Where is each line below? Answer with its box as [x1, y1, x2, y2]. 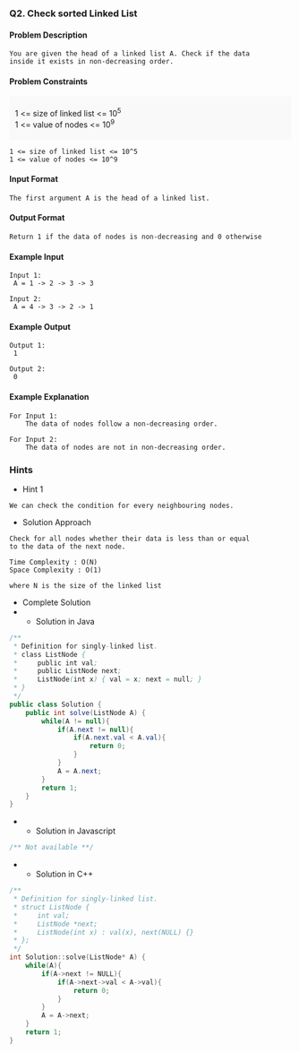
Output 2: [9, 365, 47, 374]
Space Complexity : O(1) [9, 565, 102, 574]
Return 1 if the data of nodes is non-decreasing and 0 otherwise [9, 232, 262, 242]
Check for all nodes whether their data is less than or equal [9, 534, 251, 543]
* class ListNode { [13, 650, 87, 659]
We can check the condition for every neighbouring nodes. [9, 501, 235, 510]
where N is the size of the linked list [9, 581, 163, 590]
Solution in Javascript [35, 825, 116, 836]
